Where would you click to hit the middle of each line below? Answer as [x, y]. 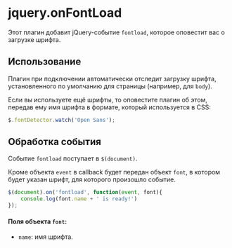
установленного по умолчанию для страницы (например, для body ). [110, 86]
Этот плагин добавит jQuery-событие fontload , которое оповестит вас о [117, 32]
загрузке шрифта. [34, 39]
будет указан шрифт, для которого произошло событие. [92, 179]
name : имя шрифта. [45, 237]
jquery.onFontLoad [65, 13]
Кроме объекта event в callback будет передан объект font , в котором [114, 172]
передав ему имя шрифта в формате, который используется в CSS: [110, 107]
